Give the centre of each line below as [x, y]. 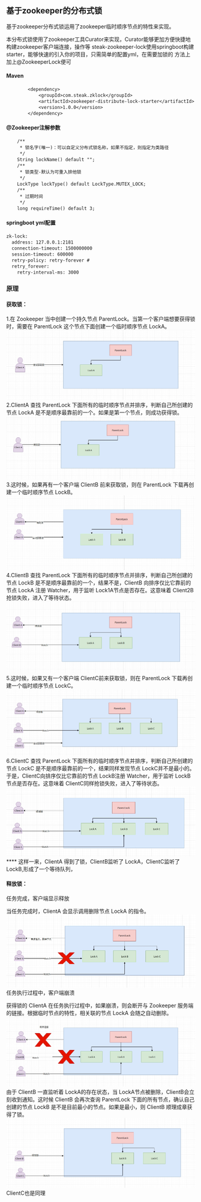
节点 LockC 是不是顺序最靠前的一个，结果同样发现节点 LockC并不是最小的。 [100, 768]
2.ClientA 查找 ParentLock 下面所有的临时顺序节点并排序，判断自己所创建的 [100, 405]
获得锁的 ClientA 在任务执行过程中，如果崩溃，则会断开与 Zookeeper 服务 [97, 1005]
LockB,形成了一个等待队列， [41, 869]
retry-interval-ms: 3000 [48, 272]
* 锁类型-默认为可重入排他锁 [50, 172]
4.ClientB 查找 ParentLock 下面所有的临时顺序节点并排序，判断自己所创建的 [100, 575]
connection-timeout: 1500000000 [52, 248]
